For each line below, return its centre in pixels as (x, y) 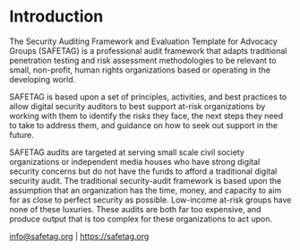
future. (21, 134)
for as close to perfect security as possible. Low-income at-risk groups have (150, 200)
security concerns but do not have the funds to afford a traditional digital (143, 171)
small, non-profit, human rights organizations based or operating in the (140, 70)
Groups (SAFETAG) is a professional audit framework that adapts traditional (148, 50)
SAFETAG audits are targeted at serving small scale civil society (127, 152)
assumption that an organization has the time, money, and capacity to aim (146, 190)
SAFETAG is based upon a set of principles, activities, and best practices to (148, 97)
